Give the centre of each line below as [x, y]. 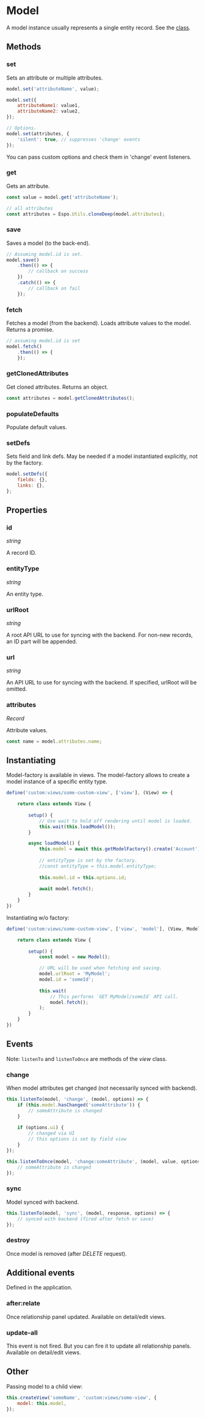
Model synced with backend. [43, 1202]
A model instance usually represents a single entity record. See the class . [99, 28]
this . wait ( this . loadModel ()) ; [77, 827]
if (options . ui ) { [41, 1128]
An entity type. [25, 594]
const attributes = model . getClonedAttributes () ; [71, 398]
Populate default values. [37, 427]
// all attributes [30, 208]
